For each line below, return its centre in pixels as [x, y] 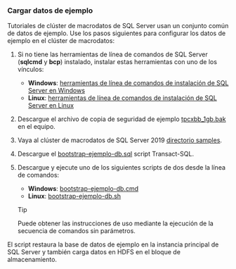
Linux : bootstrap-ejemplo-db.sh [74, 196]
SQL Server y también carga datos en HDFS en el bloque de [94, 252]
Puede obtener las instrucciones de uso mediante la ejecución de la [116, 223]
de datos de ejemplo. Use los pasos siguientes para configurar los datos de [117, 33]
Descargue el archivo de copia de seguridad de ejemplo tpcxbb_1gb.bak [122, 119]
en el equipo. [37, 127]
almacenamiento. [32, 260]
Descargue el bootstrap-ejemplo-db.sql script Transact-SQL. [106, 154]
